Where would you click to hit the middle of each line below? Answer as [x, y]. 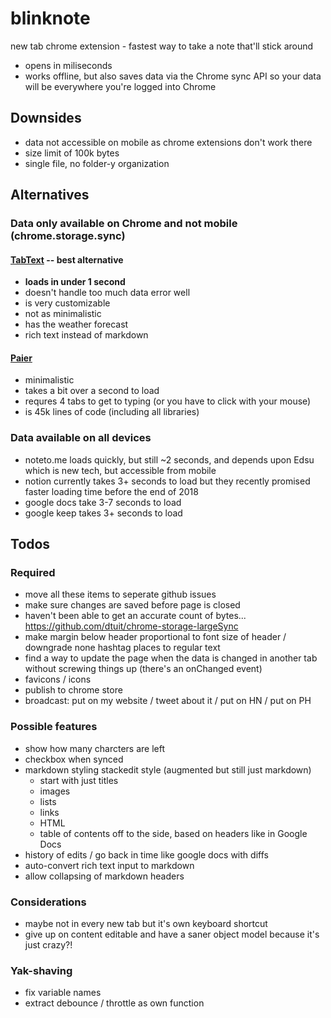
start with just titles [79, 780]
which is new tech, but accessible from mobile [120, 470]
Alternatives [50, 195]
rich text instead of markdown [86, 335]
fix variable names [63, 993]
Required [33, 573]
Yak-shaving [41, 970]
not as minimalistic [63, 314]
